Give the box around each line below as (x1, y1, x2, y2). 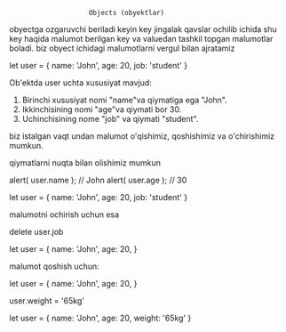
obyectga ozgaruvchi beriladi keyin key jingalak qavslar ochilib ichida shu (9, 24, 277, 35)
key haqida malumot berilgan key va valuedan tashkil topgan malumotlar (9, 34, 274, 44)
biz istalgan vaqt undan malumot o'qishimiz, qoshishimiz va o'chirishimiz (9, 131, 275, 142)
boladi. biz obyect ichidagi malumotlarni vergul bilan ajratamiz (9, 43, 235, 53)
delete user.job (9, 227, 64, 237)
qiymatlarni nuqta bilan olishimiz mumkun (9, 158, 162, 168)
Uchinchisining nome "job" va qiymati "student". (21, 114, 199, 124)
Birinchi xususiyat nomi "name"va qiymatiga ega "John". (21, 94, 228, 105)
